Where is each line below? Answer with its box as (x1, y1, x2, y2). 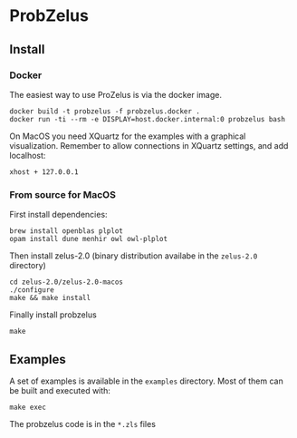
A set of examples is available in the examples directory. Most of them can (9, 375, 283, 386)
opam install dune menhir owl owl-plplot (9, 235, 168, 244)
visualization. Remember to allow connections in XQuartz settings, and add (9, 140, 289, 151)
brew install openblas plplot (9, 227, 124, 236)
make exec (9, 403, 47, 412)
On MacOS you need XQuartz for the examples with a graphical (9, 131, 246, 141)
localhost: (9, 150, 46, 161)
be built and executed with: (9, 384, 111, 395)
